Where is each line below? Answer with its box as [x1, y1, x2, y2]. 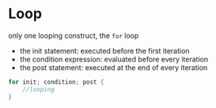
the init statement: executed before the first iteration [19, 46, 190, 55]
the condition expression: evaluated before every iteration [19, 54, 208, 64]
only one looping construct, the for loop [8, 31, 139, 40]
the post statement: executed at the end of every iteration [19, 62, 208, 72]
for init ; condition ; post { [8, 78, 104, 86]
